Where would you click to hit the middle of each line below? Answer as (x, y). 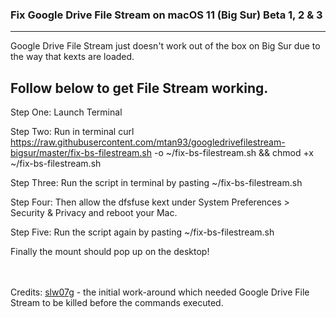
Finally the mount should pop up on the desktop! (110, 252)
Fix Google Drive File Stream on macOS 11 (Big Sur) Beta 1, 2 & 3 (166, 15)
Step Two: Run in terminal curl (72, 132)
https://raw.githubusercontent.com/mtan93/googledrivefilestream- (148, 142)
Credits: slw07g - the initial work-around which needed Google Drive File (160, 292)
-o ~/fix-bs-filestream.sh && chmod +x (233, 153)
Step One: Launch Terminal (66, 112)
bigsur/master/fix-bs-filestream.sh (81, 153)
